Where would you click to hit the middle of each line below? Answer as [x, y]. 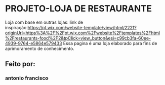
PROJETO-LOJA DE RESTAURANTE [79, 9]
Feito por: [20, 64]
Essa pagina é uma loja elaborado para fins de [110, 43]
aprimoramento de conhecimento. [40, 48]
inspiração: [17, 27]
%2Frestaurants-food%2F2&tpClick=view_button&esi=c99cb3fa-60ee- [78, 38]
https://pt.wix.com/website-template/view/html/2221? [82, 27]
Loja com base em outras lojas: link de [44, 22]
